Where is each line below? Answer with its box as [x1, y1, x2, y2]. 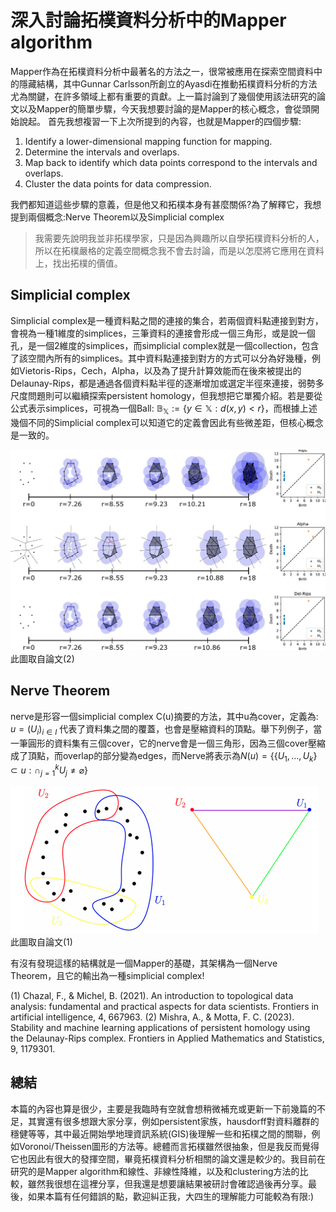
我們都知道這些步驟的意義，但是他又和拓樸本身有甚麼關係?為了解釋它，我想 [10, 198, 322, 210]
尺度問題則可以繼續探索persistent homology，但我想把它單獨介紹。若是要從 [10, 389, 323, 401]
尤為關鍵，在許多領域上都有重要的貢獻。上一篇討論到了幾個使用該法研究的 [10, 90, 317, 102]
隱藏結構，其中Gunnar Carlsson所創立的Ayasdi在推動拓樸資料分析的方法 [18, 77, 318, 90]
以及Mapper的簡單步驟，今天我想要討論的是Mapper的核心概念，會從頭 [18, 102, 312, 115]
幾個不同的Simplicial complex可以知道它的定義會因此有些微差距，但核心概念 [10, 416, 324, 428]
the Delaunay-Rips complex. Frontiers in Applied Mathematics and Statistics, [10, 1032, 325, 1044]
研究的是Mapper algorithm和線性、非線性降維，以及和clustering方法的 [10, 1165, 300, 1177]
